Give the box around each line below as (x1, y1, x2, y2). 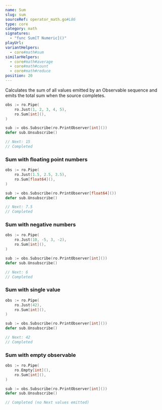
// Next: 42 (5, 335, 30, 340)
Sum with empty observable (5, 351, 76, 358)
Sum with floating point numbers (5, 156, 88, 163)
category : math (5, 26, 37, 31)
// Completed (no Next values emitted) (5, 400, 90, 405)
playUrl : (5, 40, 24, 45)
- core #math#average (10, 59, 53, 64)
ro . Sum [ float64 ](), (14, 176, 56, 182)
